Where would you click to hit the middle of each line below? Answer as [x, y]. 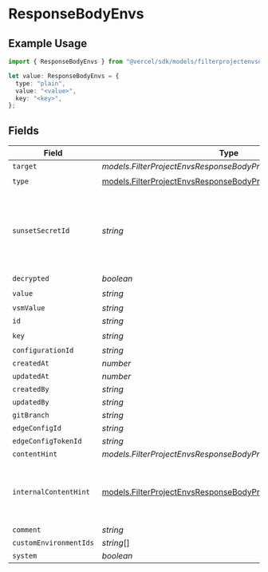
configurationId [43, 351]
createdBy [31, 389]
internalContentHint [51, 492]
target [25, 167]
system [25, 556]
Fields [24, 130]
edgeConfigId [37, 428]
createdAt [31, 363]
